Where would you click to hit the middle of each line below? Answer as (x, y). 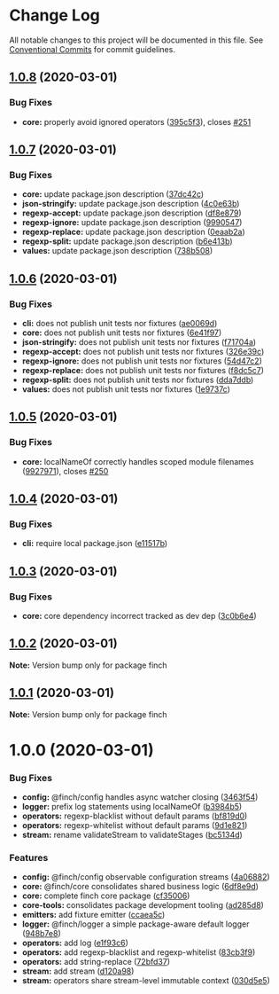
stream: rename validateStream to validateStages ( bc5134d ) (132, 835)
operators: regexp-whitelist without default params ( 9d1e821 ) (135, 826)
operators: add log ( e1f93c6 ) (75, 943)
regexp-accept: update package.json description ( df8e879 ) (132, 213)
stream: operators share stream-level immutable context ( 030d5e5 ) (146, 981)
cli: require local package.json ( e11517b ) (95, 544)
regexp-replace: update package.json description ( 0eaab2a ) (133, 232)
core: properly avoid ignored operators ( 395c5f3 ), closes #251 (136, 121)
